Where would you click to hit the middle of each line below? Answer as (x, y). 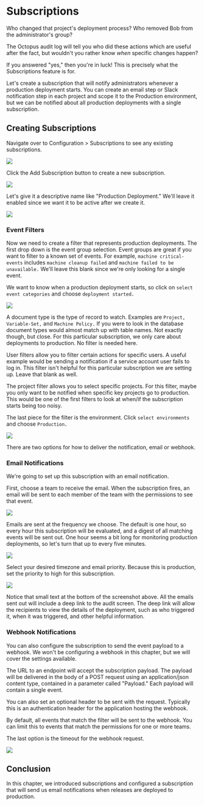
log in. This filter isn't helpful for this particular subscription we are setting (99, 368)
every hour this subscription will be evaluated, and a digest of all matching (100, 531)
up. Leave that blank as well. (42, 374)
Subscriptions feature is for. (41, 71)
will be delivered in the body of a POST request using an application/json (97, 677)
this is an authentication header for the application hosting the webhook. (97, 708)
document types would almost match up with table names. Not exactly (95, 330)
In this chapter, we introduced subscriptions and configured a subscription (100, 783)
